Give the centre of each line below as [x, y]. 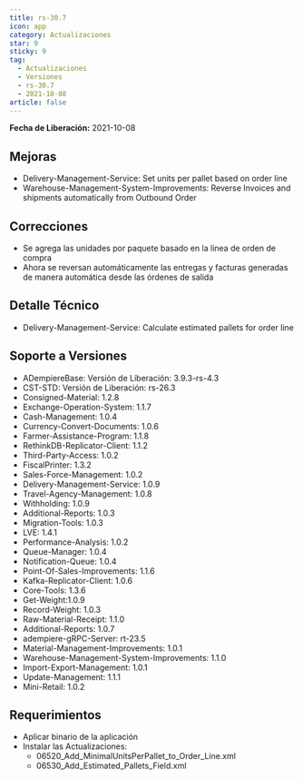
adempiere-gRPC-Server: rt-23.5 [84, 638]
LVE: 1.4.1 [39, 532]
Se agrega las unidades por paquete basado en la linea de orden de [149, 248]
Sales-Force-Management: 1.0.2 [83, 474]
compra [37, 258]
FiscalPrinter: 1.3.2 [57, 465]
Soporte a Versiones [68, 356]
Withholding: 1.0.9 [56, 503]
